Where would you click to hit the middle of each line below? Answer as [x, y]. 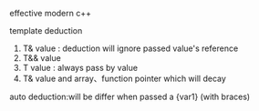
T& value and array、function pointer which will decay [124, 78]
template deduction [46, 30]
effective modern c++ [51, 13]
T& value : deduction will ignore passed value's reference [130, 48]
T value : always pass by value [80, 68]
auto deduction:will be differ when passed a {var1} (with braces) [130, 96]
